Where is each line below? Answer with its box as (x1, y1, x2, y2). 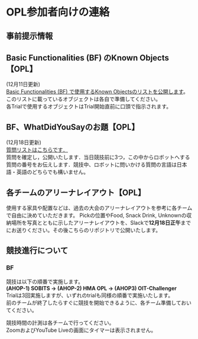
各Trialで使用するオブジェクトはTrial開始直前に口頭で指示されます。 (6, 103, 172, 110)
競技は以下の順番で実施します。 (6, 278, 84, 285)
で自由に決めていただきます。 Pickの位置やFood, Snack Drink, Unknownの (6, 212, 187, 219)
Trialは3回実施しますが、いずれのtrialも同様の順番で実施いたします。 (6, 292, 173, 299)
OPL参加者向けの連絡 (6, 5, 110, 19)
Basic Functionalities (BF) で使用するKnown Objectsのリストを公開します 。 (6, 88, 189, 95)
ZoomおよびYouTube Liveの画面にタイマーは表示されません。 (6, 327, 157, 334)
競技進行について (6, 245, 69, 255)
